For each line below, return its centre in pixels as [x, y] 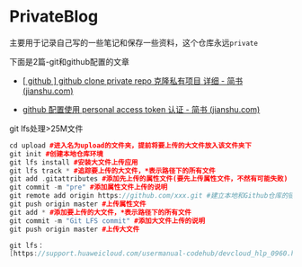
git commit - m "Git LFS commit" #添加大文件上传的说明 [107, 221]
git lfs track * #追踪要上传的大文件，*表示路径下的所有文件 [112, 171]
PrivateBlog [54, 17]
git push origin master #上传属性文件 [78, 204]
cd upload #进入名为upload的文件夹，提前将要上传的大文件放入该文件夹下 [130, 146]
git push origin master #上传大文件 [75, 229]
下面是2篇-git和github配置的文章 [70, 61]
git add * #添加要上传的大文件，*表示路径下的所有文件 [100, 212]
